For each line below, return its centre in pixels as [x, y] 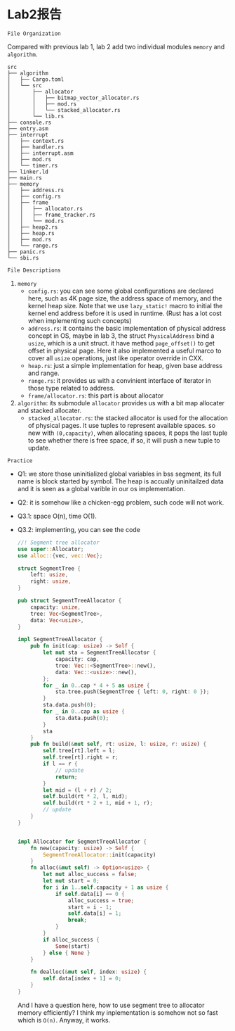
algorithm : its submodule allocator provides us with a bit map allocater [121, 403]
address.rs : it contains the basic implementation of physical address [127, 328]
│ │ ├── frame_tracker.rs [52, 215]
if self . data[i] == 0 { [90, 894]
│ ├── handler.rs [36, 147]
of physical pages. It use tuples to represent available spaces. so [122, 425]
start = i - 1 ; [90, 907]
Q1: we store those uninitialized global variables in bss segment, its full [119, 474]
